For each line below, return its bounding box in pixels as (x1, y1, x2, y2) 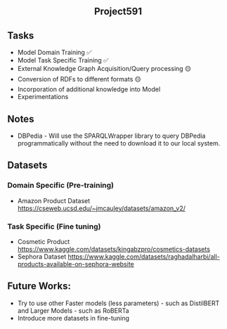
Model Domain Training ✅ (17, 49, 93, 57)
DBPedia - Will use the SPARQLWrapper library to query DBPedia (17, 131, 206, 140)
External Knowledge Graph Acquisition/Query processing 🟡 (17, 65, 192, 73)
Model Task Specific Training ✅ (17, 56, 109, 65)
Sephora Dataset (17, 252, 67, 261)
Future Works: (7, 280, 72, 292)
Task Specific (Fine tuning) (7, 221, 101, 231)
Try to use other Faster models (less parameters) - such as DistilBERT (17, 299, 220, 307)
